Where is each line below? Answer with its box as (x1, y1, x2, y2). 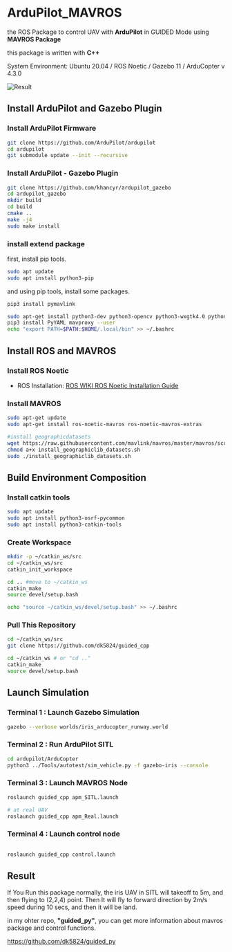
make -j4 (7, 216, 32, 223)
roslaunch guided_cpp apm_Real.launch (7, 813, 119, 820)
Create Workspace (7, 538, 72, 547)
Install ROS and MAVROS (7, 345, 117, 357)
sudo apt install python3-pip (7, 275, 95, 282)
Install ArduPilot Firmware (7, 123, 97, 133)
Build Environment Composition (7, 472, 147, 484)
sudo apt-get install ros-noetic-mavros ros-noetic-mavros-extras (7, 421, 202, 428)
